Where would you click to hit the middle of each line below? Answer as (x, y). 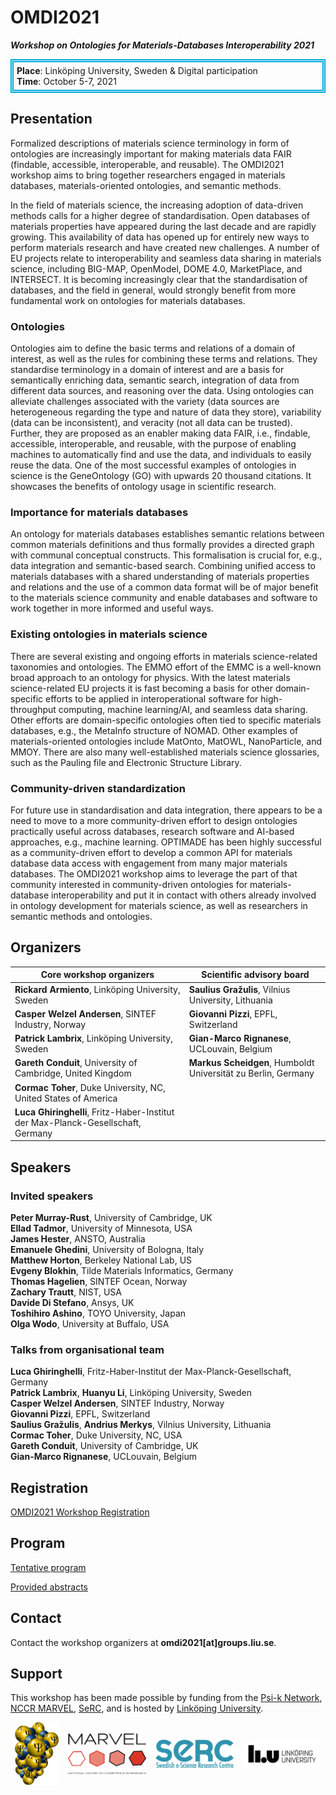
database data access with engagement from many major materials (149, 863)
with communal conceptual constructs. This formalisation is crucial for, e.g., (166, 555)
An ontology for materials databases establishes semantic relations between (167, 534)
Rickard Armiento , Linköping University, (97, 989)
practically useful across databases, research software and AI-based (152, 831)
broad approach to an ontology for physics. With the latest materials (150, 677)
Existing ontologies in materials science (109, 634)
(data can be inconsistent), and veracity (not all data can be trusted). (151, 423)
